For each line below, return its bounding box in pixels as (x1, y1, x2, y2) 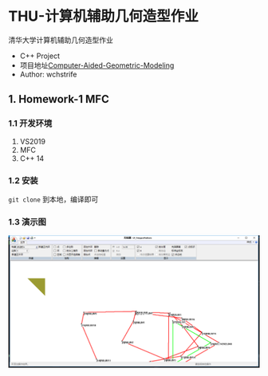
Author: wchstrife (19, 69, 77, 79)
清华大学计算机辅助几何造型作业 (8, 35, 113, 45)
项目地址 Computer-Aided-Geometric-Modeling (19, 61, 175, 70)
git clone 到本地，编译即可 (8, 194, 99, 204)
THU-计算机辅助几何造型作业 (8, 7, 199, 25)
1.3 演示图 (8, 216, 46, 227)
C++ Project (19, 51, 60, 61)
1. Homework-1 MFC (8, 92, 109, 106)
